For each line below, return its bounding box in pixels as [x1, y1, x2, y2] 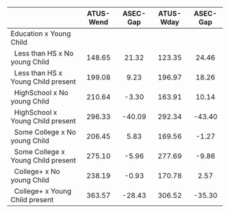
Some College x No [14, 127, 77, 136]
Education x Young [10, 29, 71, 38]
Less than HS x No [14, 49, 74, 58]
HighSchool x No [14, 88, 68, 97]
